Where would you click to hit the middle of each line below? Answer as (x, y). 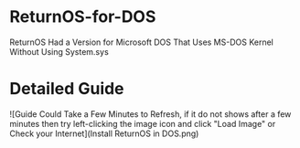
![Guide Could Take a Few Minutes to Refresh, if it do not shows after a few (150, 114)
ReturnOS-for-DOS (83, 17)
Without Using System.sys (59, 51)
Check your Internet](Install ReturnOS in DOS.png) (104, 133)
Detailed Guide (67, 89)
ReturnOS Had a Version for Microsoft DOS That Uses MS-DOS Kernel (142, 42)
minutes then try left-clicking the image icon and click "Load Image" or (143, 123)
